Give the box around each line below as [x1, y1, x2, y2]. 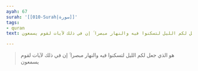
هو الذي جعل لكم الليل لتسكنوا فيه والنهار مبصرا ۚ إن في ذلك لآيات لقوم [20, 52, 175, 59]
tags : [6, 19, 19, 25]
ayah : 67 [6, 8, 28, 15]
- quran [6, 25, 25, 31]
